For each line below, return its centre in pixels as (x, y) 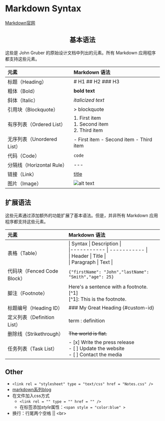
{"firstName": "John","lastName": (109, 272)
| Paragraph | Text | (91, 262)
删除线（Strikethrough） (36, 334)
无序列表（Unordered (32, 139)
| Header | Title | (87, 256)
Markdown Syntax (43, 9)
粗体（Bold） (23, 91)
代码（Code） (24, 156)
